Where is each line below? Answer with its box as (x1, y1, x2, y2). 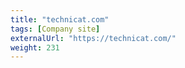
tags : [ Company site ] (10, 24, 101, 34)
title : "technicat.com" (10, 14, 110, 25)
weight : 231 (10, 42, 60, 53)
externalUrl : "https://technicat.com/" (10, 33, 177, 43)
